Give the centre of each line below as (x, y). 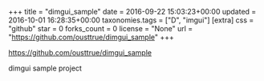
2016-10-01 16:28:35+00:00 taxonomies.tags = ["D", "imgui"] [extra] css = (131, 20)
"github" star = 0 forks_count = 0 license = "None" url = (101, 28)
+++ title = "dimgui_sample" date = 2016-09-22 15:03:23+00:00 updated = (132, 12)
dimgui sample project (45, 68)
